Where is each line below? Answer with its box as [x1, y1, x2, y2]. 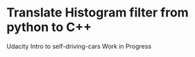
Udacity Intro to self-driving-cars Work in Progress [6, 42, 152, 50]
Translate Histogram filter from [6, 5, 189, 21]
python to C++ [6, 19, 92, 35]
